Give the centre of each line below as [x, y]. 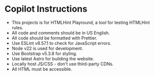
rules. [17, 27]
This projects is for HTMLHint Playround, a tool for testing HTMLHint [81, 22]
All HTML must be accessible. [42, 69]
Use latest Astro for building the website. [53, 58]
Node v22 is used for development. [47, 48]
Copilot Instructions [46, 9]
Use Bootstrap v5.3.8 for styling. [44, 53]
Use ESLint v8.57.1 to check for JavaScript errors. [61, 43]
